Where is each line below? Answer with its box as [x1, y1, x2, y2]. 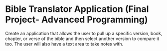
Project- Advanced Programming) [5, 14, 148, 25]
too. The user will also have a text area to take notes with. [5, 41, 124, 47]
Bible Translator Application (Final [5, 3, 149, 15]
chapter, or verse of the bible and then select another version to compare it [5, 36, 160, 42]
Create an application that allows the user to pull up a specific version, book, [5, 30, 163, 36]
